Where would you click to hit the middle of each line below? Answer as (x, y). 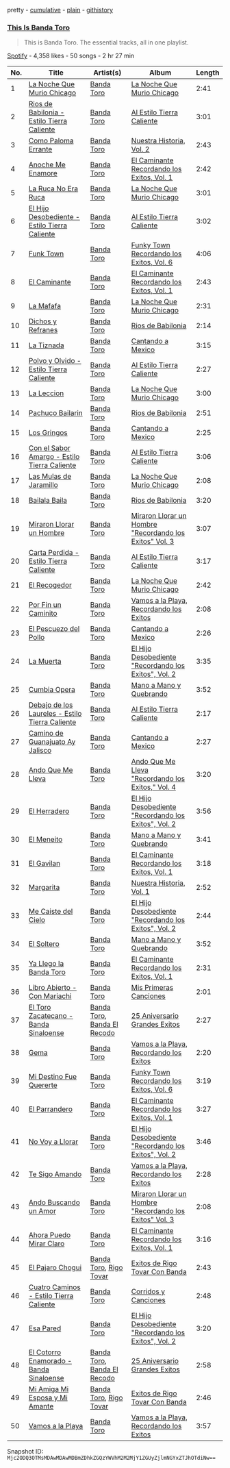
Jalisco (40, 751)
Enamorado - (50, 1361)
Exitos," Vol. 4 (154, 787)
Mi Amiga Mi (49, 1389)
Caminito (43, 614)
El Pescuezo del (54, 629)
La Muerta (45, 662)
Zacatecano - (51, 1016)
